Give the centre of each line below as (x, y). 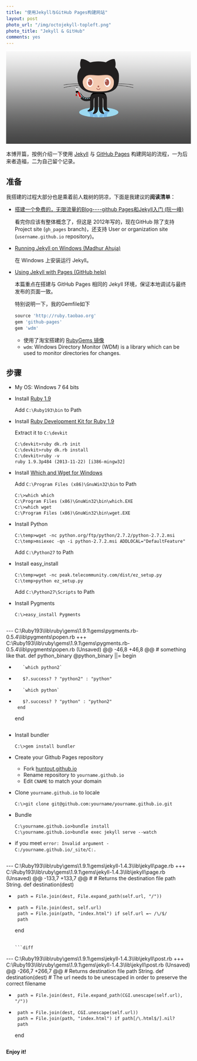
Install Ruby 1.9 (33, 398)
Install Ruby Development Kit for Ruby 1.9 (64, 421)
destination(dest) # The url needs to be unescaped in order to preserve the (97, 978)
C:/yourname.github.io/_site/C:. (55, 850)
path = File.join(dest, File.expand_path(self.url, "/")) (90, 897)
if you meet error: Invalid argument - (62, 843)
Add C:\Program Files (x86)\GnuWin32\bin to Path (75, 484)
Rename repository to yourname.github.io (74, 775)
